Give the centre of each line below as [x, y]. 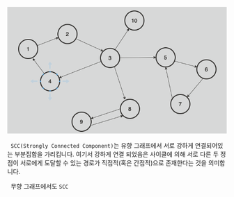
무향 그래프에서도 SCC [39, 186]
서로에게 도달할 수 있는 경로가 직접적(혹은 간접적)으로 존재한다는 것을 [113, 162]
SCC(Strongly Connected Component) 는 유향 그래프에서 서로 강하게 [102, 145]
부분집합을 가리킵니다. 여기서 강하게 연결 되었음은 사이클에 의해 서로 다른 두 [117, 154]
